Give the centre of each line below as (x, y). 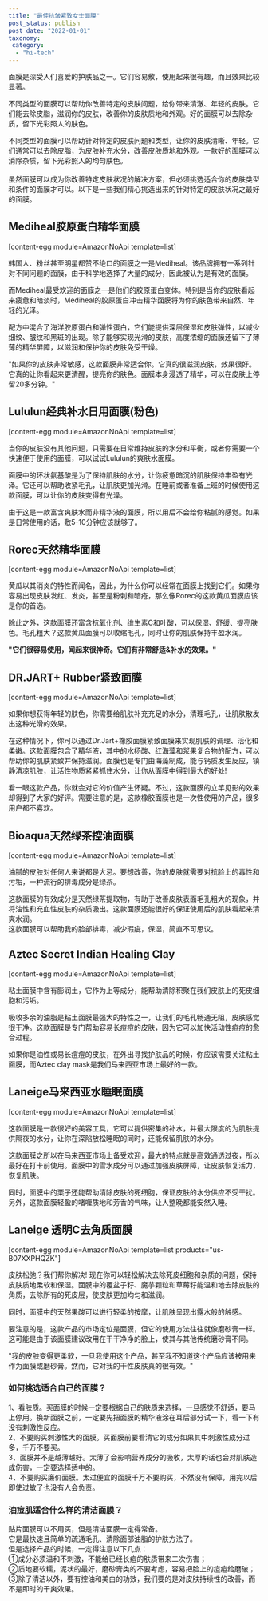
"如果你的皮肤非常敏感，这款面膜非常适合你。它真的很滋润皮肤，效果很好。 (132, 364)
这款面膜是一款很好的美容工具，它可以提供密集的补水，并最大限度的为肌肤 (130, 1128)
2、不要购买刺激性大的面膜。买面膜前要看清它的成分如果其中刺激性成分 (126, 1437)
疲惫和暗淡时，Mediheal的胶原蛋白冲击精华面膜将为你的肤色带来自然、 (132, 300)
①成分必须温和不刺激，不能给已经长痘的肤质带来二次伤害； (108, 1559)
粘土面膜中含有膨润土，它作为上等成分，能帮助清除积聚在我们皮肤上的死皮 (130, 990)
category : (28, 46)
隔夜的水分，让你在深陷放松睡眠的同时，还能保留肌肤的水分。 (116, 1138)
